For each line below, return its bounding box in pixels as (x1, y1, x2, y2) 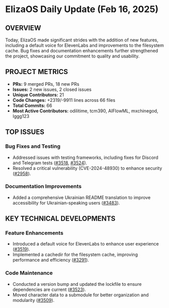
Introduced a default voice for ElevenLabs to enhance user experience (12, 241, 159, 247)
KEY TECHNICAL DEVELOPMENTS (5, 214, 116, 223)
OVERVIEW (5, 24, 41, 32)
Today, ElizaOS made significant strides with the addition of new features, (5, 37, 159, 43)
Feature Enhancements (5, 229, 64, 236)
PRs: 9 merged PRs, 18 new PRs (12, 81, 80, 87)
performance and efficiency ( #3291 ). (12, 257, 89, 263)
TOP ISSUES (5, 128, 44, 137)
